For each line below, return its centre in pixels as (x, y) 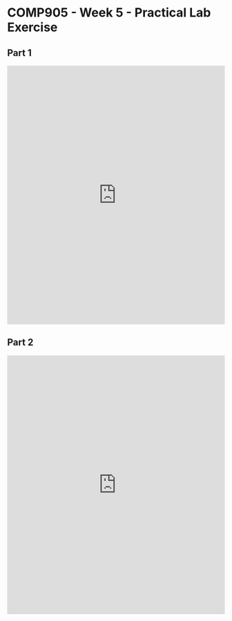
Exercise (32, 27)
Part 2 (20, 343)
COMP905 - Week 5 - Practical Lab (109, 13)
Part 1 (20, 53)
